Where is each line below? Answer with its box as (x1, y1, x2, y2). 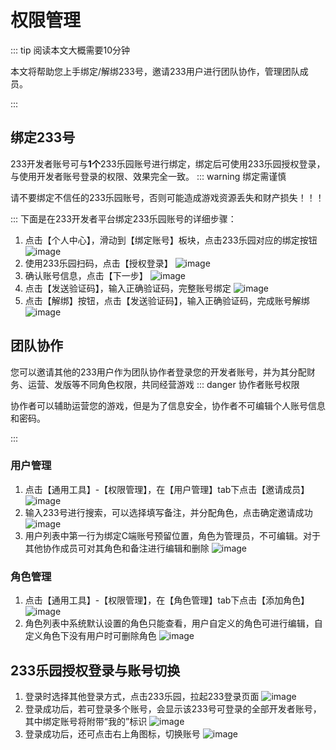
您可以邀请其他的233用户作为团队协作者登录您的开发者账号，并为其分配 (10, 366, 307, 378)
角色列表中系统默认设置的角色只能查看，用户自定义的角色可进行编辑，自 (24, 617, 323, 630)
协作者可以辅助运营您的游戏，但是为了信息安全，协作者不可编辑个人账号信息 (10, 399, 326, 411)
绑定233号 (10, 129, 76, 146)
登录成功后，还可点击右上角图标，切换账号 (24, 727, 201, 740)
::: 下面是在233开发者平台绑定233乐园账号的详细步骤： (10, 212, 237, 225)
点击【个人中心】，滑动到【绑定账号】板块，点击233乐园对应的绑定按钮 (24, 234, 318, 246)
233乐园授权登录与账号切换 (10, 662, 181, 679)
